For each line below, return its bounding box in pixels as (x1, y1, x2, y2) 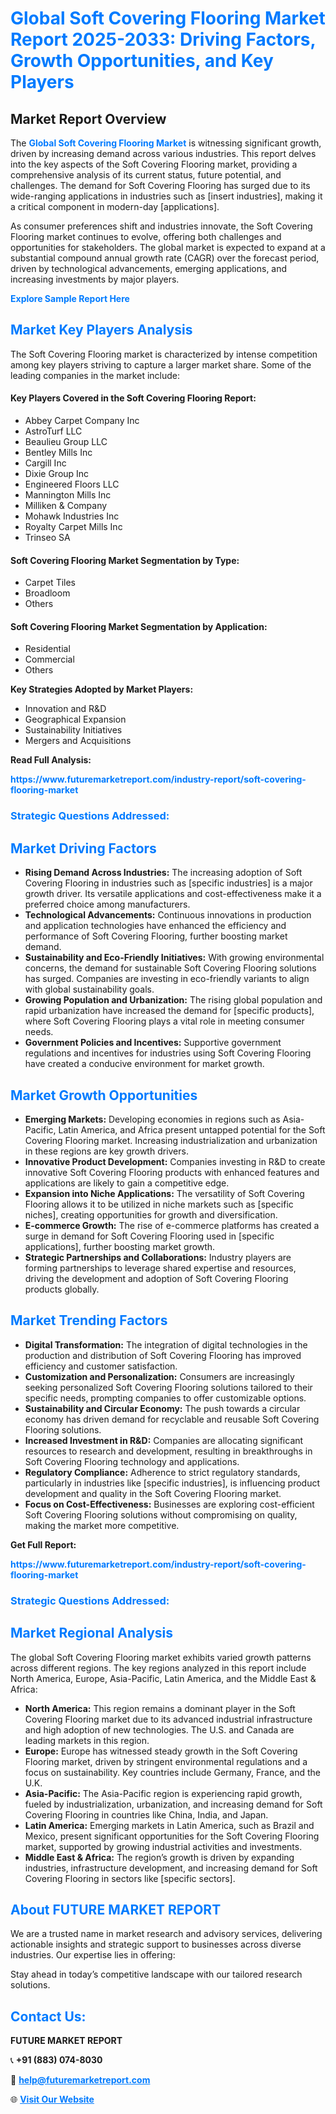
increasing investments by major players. (10, 273, 180, 285)
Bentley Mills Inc (24, 447, 93, 459)
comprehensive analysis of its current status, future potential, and (10, 169, 282, 181)
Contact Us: (10, 2008, 87, 2025)
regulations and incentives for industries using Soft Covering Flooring (24, 1047, 312, 1059)
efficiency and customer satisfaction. (24, 1360, 178, 1372)
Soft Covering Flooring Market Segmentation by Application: (10, 620, 268, 632)
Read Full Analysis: (10, 754, 92, 766)
